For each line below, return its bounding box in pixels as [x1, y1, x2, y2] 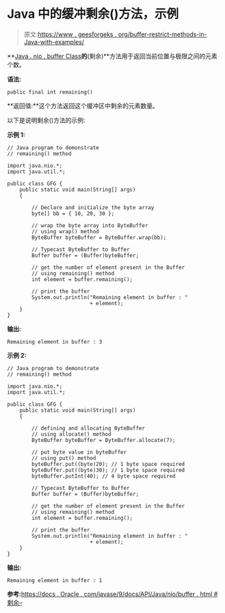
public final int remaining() [7, 88, 94, 96]
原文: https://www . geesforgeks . [23, 30, 117, 38]
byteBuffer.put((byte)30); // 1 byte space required [31, 467, 185, 473]
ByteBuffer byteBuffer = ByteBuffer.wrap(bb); [31, 234, 167, 241]
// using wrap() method [31, 228, 99, 235]
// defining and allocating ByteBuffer [31, 425, 146, 432]
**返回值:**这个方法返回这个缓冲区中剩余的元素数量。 [7, 101, 159, 109]
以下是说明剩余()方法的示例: [7, 116, 85, 124]
